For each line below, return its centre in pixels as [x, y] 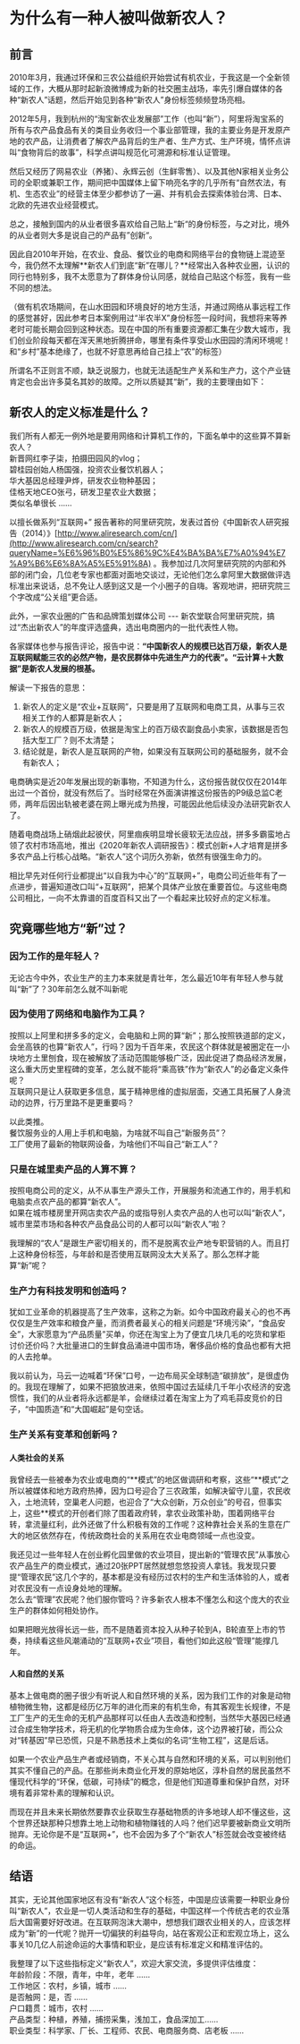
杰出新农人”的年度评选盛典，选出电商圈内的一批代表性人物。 [132, 626]
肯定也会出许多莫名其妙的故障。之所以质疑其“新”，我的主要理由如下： [138, 382]
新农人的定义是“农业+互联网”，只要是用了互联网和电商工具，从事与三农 [154, 706]
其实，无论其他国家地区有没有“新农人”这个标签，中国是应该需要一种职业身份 [150, 1899]
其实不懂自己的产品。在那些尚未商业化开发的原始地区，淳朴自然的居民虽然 [146, 1770]
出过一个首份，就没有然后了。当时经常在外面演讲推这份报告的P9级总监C [142, 792]
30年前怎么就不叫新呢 [87, 989]
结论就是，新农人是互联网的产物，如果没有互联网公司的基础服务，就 [147, 751]
